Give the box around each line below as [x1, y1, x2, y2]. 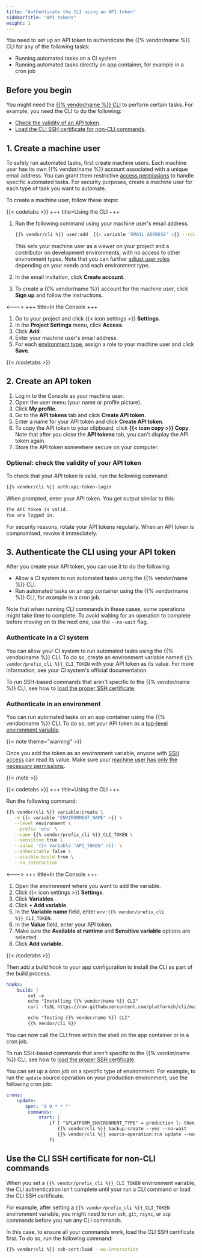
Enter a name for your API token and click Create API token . [14, 418, 164, 425]
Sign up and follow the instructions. [14, 291, 103, 299]
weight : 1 [6, 20, 31, 26]
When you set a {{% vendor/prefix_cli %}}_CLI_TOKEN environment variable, [6, 1179, 196, 1186]
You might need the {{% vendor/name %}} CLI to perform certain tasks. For [6, 101, 194, 109]
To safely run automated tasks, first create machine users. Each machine [6, 159, 187, 166]
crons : [6, 1092, 23, 1098]
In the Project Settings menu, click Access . [14, 321, 124, 328]
